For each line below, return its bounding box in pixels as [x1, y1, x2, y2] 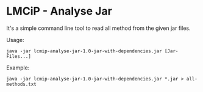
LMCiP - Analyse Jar [6, 4, 113, 18]
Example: [6, 64, 30, 71]
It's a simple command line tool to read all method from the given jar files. [6, 24, 191, 32]
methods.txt [6, 81, 37, 87]
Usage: [6, 36, 24, 43]
